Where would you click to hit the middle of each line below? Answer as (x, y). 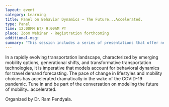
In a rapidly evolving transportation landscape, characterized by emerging (82, 57)
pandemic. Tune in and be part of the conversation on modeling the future (82, 84)
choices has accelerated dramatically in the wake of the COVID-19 (74, 78)
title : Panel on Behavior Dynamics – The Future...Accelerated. (74, 19)
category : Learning (26, 15)
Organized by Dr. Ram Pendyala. (39, 99)
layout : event (20, 10)
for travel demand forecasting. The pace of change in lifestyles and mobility (84, 73)
